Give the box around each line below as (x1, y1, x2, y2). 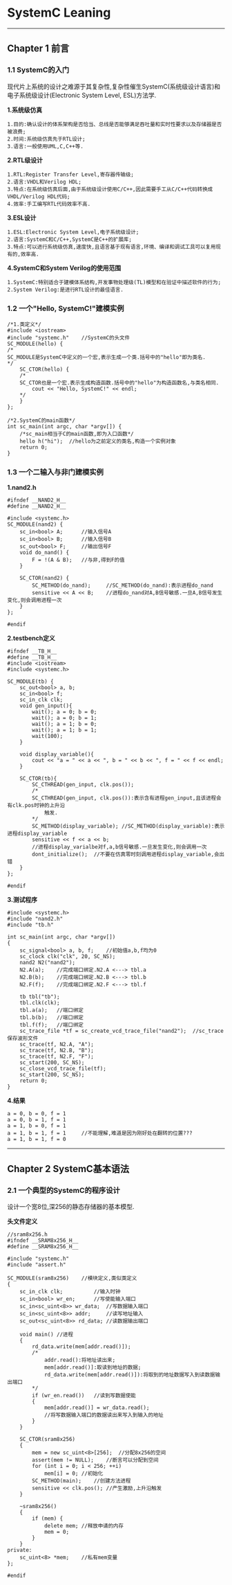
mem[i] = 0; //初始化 (43, 1470, 104, 1477)
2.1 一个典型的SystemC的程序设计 (7, 1185, 121, 1195)
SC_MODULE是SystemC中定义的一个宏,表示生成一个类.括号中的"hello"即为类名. (7, 353, 206, 361)
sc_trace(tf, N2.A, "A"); (19, 1041, 95, 1048)
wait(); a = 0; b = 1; (32, 715, 97, 722)
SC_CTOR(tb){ (19, 775, 57, 782)
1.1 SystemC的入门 (7, 65, 70, 75)
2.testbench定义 (7, 634, 55, 642)
